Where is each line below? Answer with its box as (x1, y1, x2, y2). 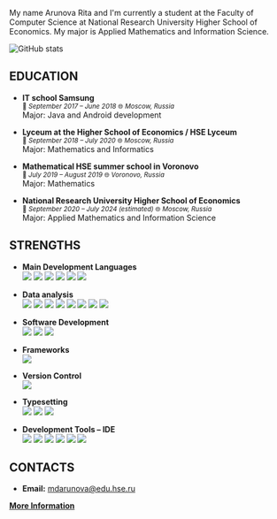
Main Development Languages (21, 261, 137, 272)
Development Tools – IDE (21, 424, 116, 434)
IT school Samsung (21, 92, 95, 103)
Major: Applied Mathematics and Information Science (21, 212, 217, 223)
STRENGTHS (9, 238, 81, 253)
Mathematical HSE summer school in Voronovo (21, 161, 199, 172)
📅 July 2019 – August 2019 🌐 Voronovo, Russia (21, 170, 165, 179)
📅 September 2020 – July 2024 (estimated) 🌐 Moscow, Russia (21, 204, 212, 213)
